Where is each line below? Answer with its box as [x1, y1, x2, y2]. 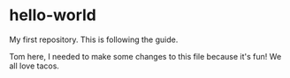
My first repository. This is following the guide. [9, 34, 179, 45]
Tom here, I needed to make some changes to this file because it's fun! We [9, 51, 282, 61]
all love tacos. [9, 60, 60, 71]
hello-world [9, 5, 97, 25]
